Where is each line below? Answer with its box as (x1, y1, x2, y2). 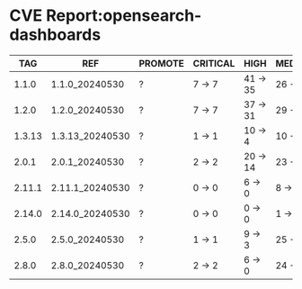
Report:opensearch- (46, 5, 202, 26)
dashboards (9, 24, 102, 45)
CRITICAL (192, 57, 235, 69)
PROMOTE (138, 57, 184, 69)
